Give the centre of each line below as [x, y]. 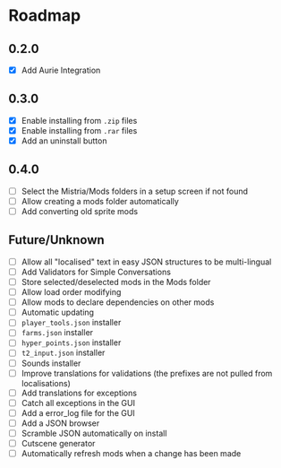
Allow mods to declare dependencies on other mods [118, 302]
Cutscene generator [58, 443]
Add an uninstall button [64, 141]
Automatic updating [58, 312]
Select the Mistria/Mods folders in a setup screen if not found [134, 191]
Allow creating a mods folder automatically [100, 201]
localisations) [46, 383]
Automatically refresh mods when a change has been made [131, 453]
